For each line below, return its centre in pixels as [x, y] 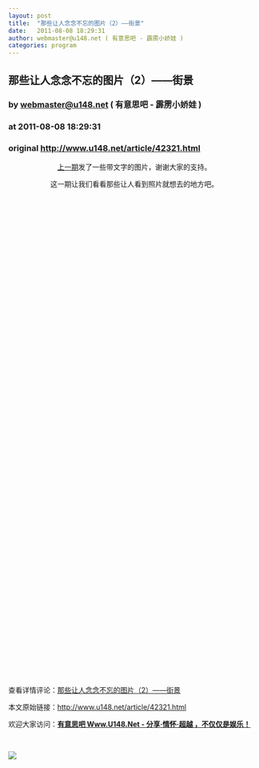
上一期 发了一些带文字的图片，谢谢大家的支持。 [134, 167]
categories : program [43, 46]
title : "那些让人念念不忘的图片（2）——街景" [76, 23]
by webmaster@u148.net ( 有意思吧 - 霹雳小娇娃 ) [105, 105]
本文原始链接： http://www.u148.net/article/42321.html [97, 707]
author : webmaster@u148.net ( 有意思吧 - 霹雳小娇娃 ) [96, 38]
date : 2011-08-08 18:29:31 [57, 30]
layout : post [30, 16]
